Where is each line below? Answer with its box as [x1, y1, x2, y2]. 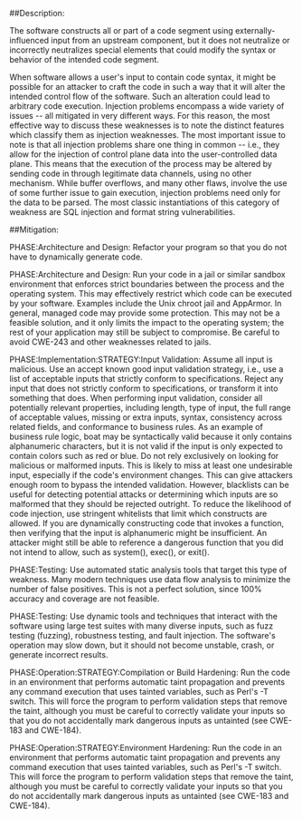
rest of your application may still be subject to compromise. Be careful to [9, 327, 280, 337]
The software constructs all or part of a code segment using [9, 25, 233, 35]
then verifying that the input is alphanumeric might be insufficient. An [9, 528, 268, 538]
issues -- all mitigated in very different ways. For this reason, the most [9, 111, 270, 121]
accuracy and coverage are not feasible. [9, 593, 160, 604]
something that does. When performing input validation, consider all [9, 393, 263, 403]
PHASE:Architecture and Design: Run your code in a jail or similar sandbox [9, 269, 287, 279]
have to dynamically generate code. [9, 251, 143, 262]
